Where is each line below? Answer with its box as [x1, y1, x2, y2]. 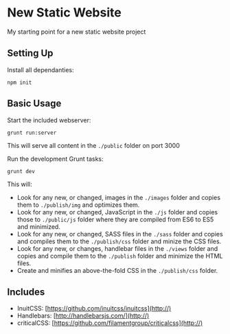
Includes [7, 286, 45, 298]
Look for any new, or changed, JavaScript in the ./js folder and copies [16, 208, 218, 216]
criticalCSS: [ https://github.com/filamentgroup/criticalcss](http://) [16, 319, 203, 327]
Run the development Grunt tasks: [7, 155, 104, 163]
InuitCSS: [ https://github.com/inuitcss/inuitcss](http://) [16, 304, 172, 313]
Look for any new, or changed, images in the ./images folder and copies [16, 193, 221, 201]
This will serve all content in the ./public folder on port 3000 [7, 141, 180, 149]
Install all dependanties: [7, 65, 74, 74]
